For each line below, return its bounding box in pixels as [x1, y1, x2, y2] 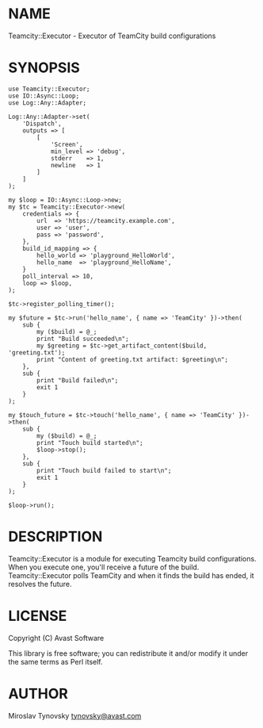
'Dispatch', [22, 120, 62, 128]
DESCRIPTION [8, 528, 103, 546]
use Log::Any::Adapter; [8, 98, 87, 107]
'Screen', [50, 140, 83, 148]
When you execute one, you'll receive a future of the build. [8, 562, 200, 572]
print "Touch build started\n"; [36, 439, 144, 446]
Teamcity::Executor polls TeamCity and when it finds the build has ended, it [8, 570, 255, 580]
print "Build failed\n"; [36, 376, 119, 385]
